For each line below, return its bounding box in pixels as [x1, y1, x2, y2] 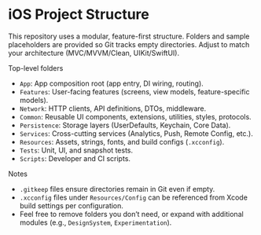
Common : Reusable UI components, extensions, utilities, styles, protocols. [19, 112, 252, 121]
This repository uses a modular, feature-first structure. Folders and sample [8, 31, 250, 41]
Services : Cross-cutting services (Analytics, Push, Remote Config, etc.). [19, 128, 253, 138]
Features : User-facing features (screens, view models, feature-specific [19, 86, 250, 96]
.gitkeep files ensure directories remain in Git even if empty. [19, 184, 215, 193]
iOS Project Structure [8, 6, 149, 24]
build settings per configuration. [19, 200, 124, 210]
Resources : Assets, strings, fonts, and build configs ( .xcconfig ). [19, 137, 225, 146]
